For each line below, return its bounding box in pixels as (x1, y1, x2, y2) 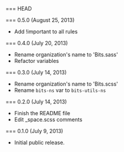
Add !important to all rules (14, 28, 78, 35)
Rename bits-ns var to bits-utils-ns (14, 87, 106, 94)
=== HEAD (5, 5, 32, 12)
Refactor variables (14, 58, 59, 64)
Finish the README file (14, 110, 71, 116)
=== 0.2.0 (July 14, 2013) (5, 98, 67, 105)
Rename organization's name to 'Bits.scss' (14, 80, 118, 87)
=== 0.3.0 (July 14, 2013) (5, 69, 67, 76)
